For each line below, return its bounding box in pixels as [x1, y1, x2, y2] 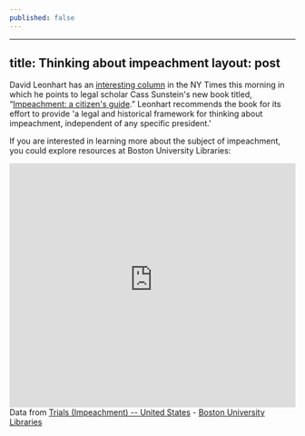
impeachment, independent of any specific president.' [9, 118, 212, 129]
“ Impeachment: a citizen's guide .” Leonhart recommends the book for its [9, 99, 281, 110]
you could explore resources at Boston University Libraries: [9, 145, 231, 156]
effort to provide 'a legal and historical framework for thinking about [9, 108, 263, 119]
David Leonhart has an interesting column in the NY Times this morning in [9, 79, 285, 91]
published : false [9, 13, 75, 23]
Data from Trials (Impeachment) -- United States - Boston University [9, 407, 265, 418]
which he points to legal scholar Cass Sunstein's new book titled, [9, 89, 252, 100]
